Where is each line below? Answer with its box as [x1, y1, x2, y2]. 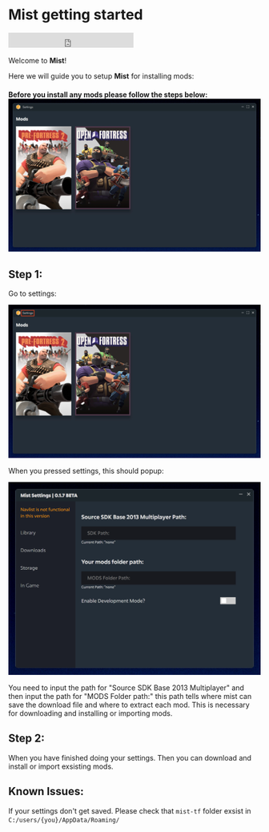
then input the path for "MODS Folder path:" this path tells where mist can [8, 692, 252, 701]
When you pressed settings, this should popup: [8, 466, 164, 475]
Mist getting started [8, 6, 143, 24]
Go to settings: [8, 289, 57, 298]
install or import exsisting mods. [8, 761, 114, 771]
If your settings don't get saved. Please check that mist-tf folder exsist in [8, 806, 251, 815]
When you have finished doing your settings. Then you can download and [8, 753, 252, 762]
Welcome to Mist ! [8, 55, 67, 65]
